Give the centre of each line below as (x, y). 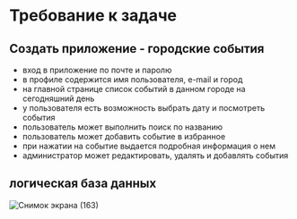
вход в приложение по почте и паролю (97, 70)
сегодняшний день (58, 98)
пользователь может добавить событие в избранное (124, 136)
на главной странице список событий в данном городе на (134, 89)
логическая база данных (83, 184)
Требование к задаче (93, 16)
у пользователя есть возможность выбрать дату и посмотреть (144, 108)
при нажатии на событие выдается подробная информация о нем (149, 146)
